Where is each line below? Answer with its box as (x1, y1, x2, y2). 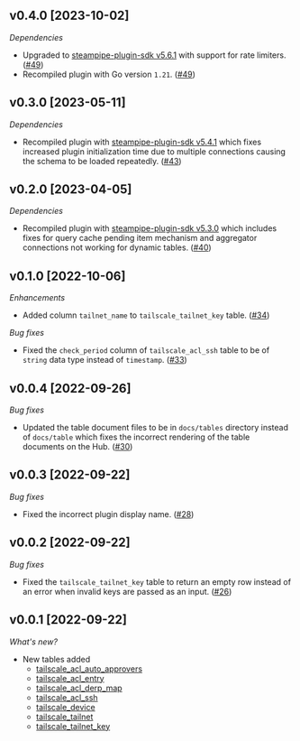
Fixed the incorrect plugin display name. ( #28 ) (22, 508, 195, 519)
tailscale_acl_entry (35, 672, 105, 683)
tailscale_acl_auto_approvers (35, 663, 142, 674)
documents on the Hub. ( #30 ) (22, 441, 133, 452)
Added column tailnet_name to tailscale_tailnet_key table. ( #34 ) (22, 310, 270, 320)
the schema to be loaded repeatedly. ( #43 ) (22, 155, 182, 166)
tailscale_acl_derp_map (35, 682, 123, 693)
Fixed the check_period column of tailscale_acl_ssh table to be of (22, 345, 270, 356)
